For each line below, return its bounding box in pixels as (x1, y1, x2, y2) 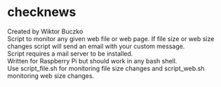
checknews (7, 4, 76, 20)
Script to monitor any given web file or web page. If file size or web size (7, 34, 215, 42)
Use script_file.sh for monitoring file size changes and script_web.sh (7, 64, 205, 72)
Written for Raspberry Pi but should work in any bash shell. (7, 56, 178, 65)
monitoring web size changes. (7, 71, 95, 80)
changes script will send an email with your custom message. (7, 42, 185, 50)
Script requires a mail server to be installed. (7, 49, 133, 58)
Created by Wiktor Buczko (7, 27, 83, 35)
